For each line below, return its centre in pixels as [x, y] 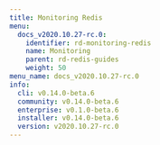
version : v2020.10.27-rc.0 [68, 127]
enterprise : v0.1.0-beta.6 [68, 110]
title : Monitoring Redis [56, 18]
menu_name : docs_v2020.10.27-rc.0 [75, 77]
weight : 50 [46, 68]
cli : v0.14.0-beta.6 [56, 93]
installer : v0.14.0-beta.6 [68, 118]
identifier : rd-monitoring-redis [89, 43]
